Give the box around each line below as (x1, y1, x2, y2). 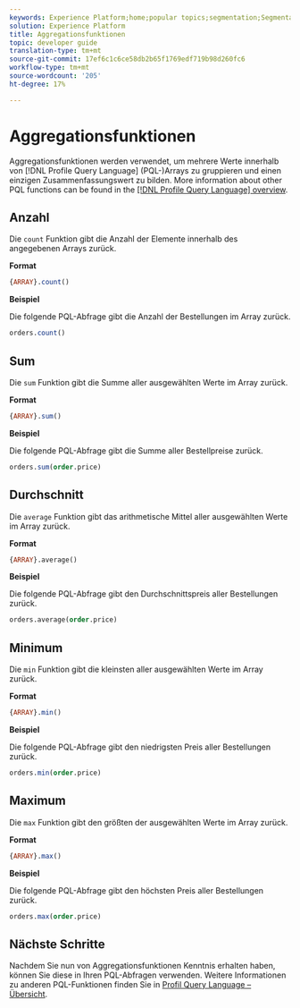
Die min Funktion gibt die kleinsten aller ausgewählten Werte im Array (9, 664, 263, 675)
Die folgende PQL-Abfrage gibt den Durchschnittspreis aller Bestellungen (9, 589, 279, 599)
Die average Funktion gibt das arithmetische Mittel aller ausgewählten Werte (9, 511, 288, 521)
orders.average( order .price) (9, 615, 118, 624)
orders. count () (9, 328, 66, 338)
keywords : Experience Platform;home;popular (9, 13, 178, 22)
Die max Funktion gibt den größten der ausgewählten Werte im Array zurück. (9, 817, 288, 827)
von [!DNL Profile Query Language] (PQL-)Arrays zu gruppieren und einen (9, 165, 281, 175)
